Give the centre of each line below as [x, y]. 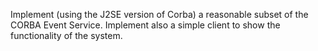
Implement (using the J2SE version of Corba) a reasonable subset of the [159, 14]
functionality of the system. [66, 35]
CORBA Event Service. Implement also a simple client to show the [145, 25]
